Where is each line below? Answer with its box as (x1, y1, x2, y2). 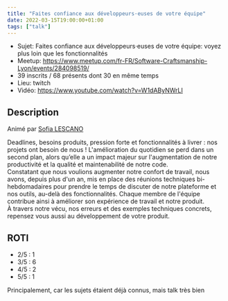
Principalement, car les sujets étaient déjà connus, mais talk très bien (7, 286, 205, 294)
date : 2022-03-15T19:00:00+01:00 (7, 17, 104, 24)
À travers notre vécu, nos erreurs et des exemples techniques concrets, (7, 205, 212, 213)
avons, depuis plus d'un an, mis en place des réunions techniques (7, 175, 195, 184)
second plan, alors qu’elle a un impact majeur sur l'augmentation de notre (7, 153, 218, 162)
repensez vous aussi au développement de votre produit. (7, 212, 170, 221)
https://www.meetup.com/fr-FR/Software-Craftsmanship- (42, 57, 208, 65)
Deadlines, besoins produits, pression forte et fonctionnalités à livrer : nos (7, 138, 218, 146)
